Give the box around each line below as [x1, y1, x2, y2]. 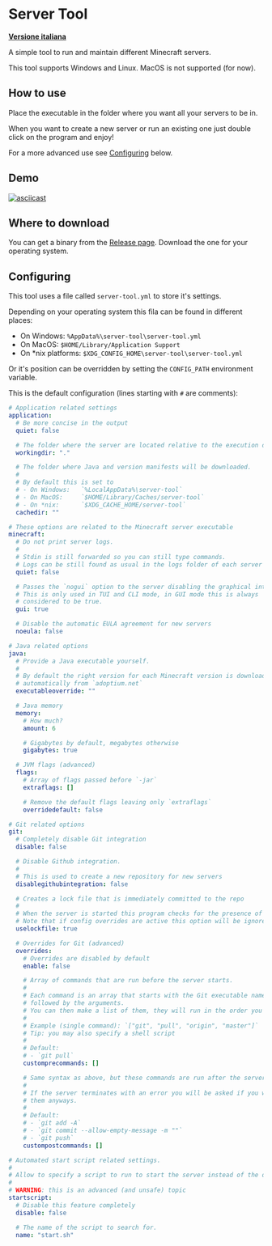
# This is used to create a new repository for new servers [15, 872, 223, 880]
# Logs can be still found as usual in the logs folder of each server [15, 560, 263, 569]
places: [8, 316, 33, 325]
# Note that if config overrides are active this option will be [15, 918, 241, 926]
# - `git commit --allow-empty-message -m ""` [23, 1126, 183, 1135]
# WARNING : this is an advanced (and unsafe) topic [8, 1186, 186, 1194]
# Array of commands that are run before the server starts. [23, 977, 233, 985]
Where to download [8, 216, 110, 230]
